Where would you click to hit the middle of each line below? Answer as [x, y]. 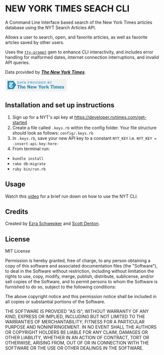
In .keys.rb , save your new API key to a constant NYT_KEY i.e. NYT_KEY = [84, 138]
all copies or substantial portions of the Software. [55, 302]
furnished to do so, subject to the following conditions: [61, 287]
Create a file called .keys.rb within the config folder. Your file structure [84, 128]
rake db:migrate [29, 164]
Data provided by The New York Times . [46, 72]
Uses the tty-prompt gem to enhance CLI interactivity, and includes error [79, 52]
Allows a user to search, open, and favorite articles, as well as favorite [76, 37]
